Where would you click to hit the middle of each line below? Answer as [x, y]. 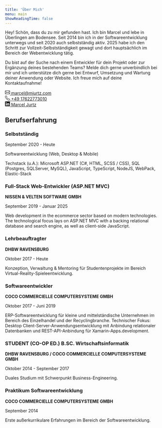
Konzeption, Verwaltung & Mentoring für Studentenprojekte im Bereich [75, 268]
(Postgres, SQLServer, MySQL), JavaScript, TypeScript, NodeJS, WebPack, [80, 169]
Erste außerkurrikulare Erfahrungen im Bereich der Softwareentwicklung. [78, 420]
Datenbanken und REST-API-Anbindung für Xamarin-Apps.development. [77, 331]
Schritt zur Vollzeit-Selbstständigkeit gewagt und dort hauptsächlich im [76, 48]
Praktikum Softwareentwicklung [44, 391]
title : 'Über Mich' [25, 9]
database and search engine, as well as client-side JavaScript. [67, 226]
